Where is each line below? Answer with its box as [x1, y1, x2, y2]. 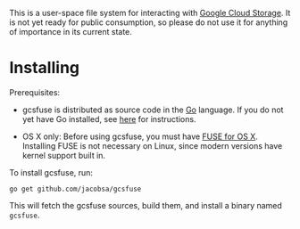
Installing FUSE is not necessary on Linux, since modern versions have [21, 140, 283, 151]
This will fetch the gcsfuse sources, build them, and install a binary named [9, 200, 283, 210]
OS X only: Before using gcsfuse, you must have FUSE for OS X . [21, 131, 259, 142]
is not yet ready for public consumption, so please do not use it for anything [9, 17, 288, 28]
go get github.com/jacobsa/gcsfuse [9, 184, 142, 193]
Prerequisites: [9, 86, 61, 97]
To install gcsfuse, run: [9, 167, 94, 177]
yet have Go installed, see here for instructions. [21, 113, 196, 124]
